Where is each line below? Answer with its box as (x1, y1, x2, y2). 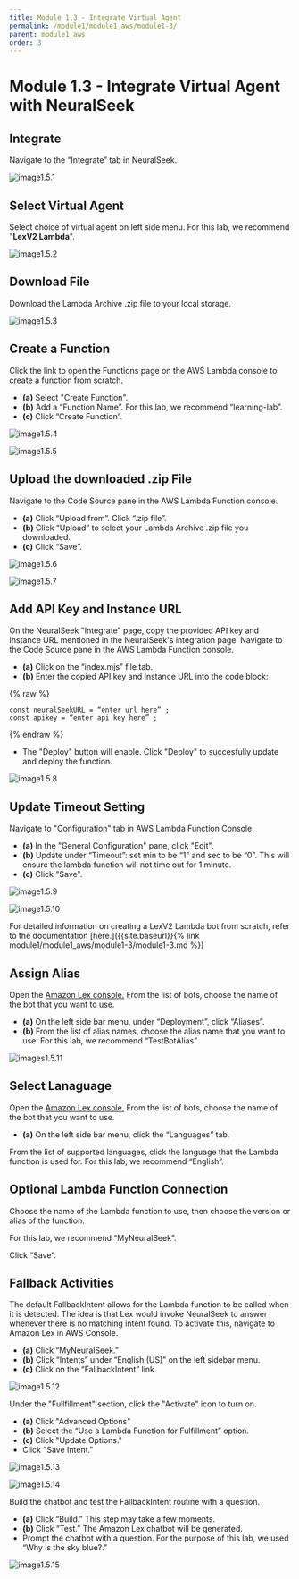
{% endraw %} (9, 730, 64, 740)
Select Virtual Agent (9, 198, 125, 213)
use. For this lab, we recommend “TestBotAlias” (21, 1034, 198, 1046)
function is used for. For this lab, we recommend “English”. (9, 1155, 225, 1167)
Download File (9, 274, 91, 290)
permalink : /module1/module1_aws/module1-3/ (9, 21, 178, 30)
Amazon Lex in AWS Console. (9, 1328, 119, 1338)
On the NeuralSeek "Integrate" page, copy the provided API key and (9, 625, 260, 636)
